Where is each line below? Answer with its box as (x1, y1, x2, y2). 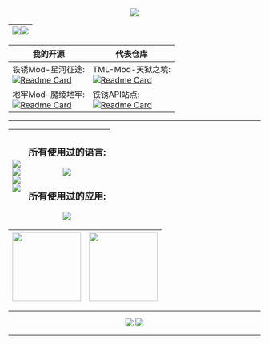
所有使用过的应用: (28, 190, 106, 203)
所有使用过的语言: (28, 146, 106, 159)
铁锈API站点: (92, 89, 140, 99)
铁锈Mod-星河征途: (12, 64, 86, 75)
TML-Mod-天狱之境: (92, 64, 171, 75)
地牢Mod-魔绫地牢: (12, 89, 86, 99)
